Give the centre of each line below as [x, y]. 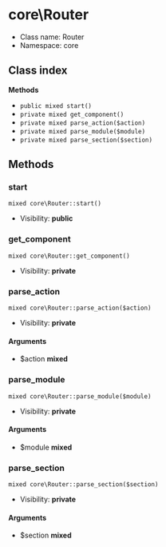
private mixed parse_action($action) [83, 123]
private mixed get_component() [72, 114]
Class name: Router [52, 37]
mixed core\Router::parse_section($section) [83, 485]
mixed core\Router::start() [55, 204]
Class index [38, 71]
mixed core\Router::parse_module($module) [80, 396]
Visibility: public [46, 218]
